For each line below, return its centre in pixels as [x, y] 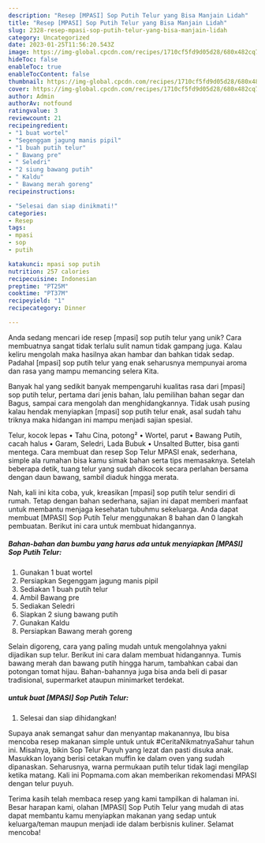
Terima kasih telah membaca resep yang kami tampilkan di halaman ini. [124, 799]
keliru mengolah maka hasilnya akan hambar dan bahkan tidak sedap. [121, 354]
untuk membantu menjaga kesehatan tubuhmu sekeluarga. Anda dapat [123, 509]
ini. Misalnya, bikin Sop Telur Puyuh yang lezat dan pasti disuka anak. [121, 750]
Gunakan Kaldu [44, 622]
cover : [19, 89]
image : [19, 52]
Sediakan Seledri [47, 605]
